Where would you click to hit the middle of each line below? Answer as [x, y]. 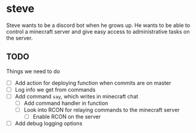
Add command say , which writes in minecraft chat [76, 96]
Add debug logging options [49, 123]
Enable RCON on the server [67, 117]
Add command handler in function [66, 103]
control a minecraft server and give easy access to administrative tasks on [98, 31]
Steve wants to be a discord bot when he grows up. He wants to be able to [98, 25]
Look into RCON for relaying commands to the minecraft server [102, 110]
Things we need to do [33, 71]
